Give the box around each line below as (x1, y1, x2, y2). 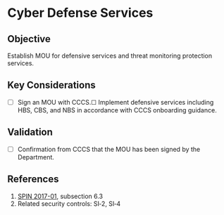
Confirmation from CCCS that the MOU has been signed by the (17, 145, 201, 153)
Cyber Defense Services (7, 5, 154, 21)
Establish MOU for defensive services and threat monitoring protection (7, 51, 213, 60)
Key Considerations (7, 79, 97, 91)
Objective (7, 33, 51, 45)
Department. (17, 152, 55, 161)
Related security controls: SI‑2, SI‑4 (17, 199, 121, 208)
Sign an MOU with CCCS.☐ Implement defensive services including (17, 98, 214, 106)
